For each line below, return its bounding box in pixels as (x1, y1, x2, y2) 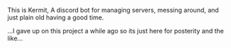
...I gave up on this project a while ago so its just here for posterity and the (7, 27, 225, 35)
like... (7, 34, 23, 42)
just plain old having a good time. (7, 13, 104, 22)
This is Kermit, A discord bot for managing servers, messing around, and (7, 6, 220, 14)
